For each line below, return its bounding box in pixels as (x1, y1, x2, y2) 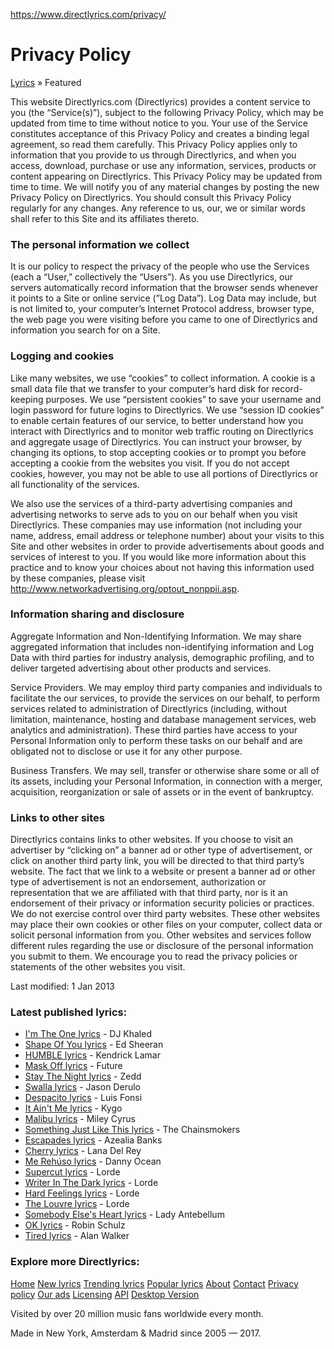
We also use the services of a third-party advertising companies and (10, 497, 293, 509)
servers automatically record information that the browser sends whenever (10, 282, 319, 294)
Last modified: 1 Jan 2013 (10, 980, 115, 993)
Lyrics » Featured (10, 76, 82, 88)
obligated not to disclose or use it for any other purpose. (10, 745, 243, 757)
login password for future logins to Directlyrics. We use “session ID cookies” (10, 404, 325, 416)
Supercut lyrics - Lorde (24, 1166, 121, 1178)
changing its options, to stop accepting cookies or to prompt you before (10, 446, 307, 458)
